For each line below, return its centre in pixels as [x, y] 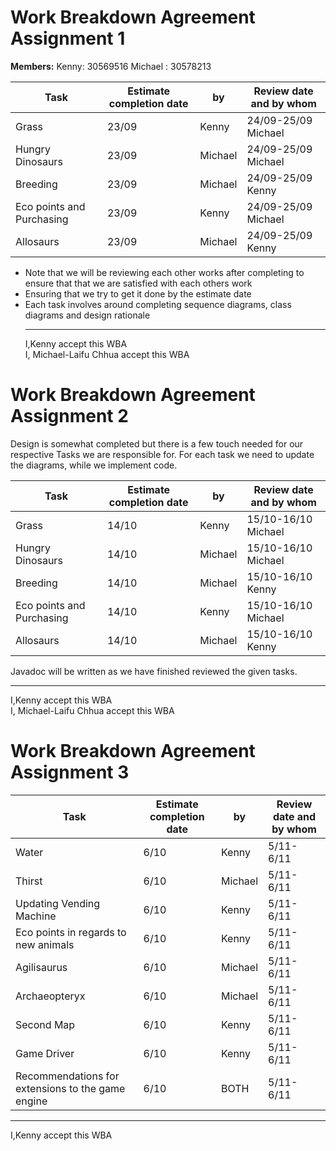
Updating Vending [58, 903]
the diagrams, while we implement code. [94, 465]
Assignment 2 [69, 416]
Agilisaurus [41, 967]
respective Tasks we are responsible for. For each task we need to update [162, 454]
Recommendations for [67, 1076]
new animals [45, 944]
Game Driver [45, 1053]
